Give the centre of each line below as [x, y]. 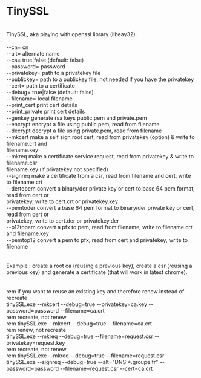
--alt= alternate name [33, 53]
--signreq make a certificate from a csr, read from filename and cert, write [99, 175]
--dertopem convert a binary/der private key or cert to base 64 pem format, [100, 188]
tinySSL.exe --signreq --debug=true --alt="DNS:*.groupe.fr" [82, 362]
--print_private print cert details [46, 111]
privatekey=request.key [36, 342]
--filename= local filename [39, 99]
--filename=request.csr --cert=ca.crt [107, 368]
